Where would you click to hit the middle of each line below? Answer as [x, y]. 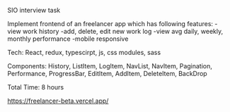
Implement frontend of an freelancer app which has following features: [110, 24]
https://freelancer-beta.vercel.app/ [58, 101]
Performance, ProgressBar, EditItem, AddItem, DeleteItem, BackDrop [107, 74]
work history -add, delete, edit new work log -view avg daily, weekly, [123, 31]
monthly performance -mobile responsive [68, 39]
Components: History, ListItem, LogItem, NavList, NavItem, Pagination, [110, 66]
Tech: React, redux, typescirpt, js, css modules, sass [84, 52]
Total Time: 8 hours [36, 87]
